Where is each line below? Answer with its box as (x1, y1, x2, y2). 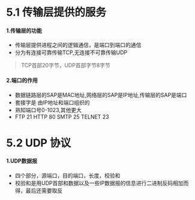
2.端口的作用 (6, 77, 38, 84)
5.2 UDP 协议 (6, 136, 71, 149)
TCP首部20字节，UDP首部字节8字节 (20, 61, 111, 69)
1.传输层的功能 (6, 27, 42, 34)
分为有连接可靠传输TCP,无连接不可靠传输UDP (14, 49, 128, 56)
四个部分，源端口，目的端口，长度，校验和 (14, 172, 121, 179)
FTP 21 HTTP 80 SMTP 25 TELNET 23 (14, 113, 109, 120)
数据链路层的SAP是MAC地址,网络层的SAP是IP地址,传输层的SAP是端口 (14, 91, 187, 98)
